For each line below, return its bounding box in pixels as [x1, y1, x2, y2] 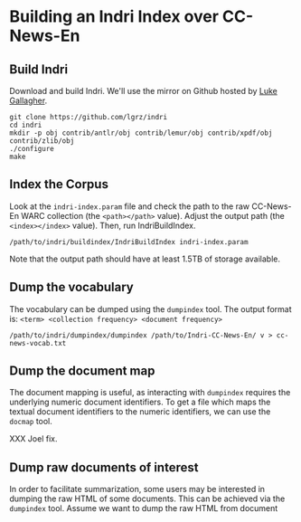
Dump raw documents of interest [9, 460, 199, 475]
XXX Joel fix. [9, 433, 58, 444]
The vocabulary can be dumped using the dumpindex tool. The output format [9, 303, 292, 314]
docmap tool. [9, 416, 52, 427]
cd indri [9, 120, 42, 129]
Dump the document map [9, 364, 155, 379]
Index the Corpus [9, 176, 108, 192]
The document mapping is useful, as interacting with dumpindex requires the [9, 387, 291, 398]
